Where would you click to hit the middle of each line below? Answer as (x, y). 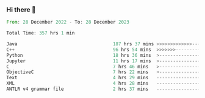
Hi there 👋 (21, 10)
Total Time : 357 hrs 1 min (41, 33)
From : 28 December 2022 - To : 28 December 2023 (68, 22)
